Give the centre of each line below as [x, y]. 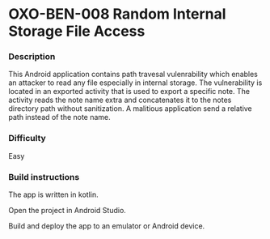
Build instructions [44, 177]
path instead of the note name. [59, 117]
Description [32, 57]
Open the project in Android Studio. [67, 211]
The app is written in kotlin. [53, 194]
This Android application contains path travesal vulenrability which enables [133, 75]
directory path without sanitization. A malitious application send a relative [130, 109]
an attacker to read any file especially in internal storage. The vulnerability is [135, 83]
